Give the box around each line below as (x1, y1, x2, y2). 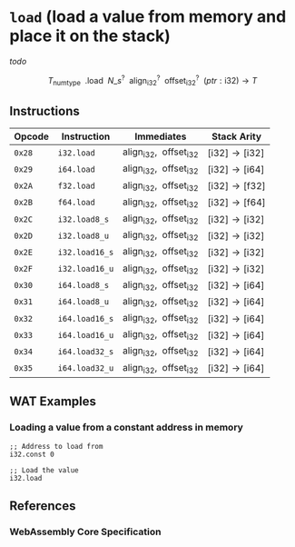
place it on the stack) (9, 25, 171, 46)
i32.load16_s (57, 247, 114, 257)
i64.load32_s (57, 347, 114, 357)
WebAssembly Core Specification (9, 525, 162, 538)
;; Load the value (9, 465, 79, 474)
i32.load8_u (57, 230, 110, 241)
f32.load (57, 181, 95, 192)
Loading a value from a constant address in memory (9, 421, 243, 433)
